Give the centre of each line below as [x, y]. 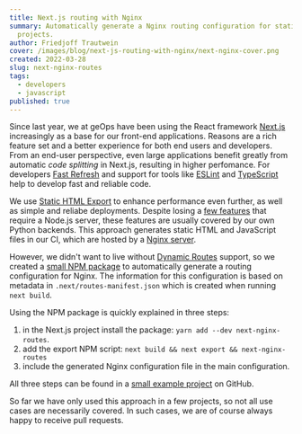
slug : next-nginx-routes [56, 68]
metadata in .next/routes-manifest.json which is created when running [143, 286]
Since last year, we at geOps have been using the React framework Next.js [147, 127]
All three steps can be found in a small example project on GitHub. [132, 384]
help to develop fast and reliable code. [80, 184]
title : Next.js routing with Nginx [76, 18]
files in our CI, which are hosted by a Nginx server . [102, 240]
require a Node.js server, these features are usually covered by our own [142, 220]
